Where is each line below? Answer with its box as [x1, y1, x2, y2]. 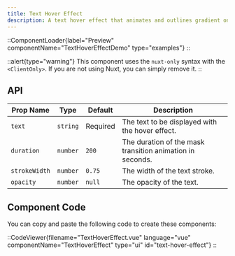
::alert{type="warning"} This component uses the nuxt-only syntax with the [7, 57, 226, 65]
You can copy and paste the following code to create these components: [7, 220, 217, 228]
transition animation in [122, 146, 195, 156]
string [57, 122, 79, 130]
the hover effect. [122, 126, 177, 136]
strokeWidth [10, 167, 51, 175]
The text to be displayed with [122, 117, 218, 127]
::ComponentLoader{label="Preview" [7, 36, 114, 44]
